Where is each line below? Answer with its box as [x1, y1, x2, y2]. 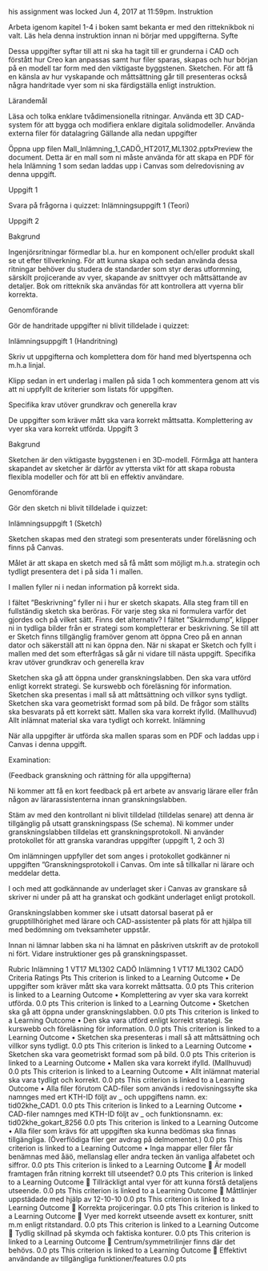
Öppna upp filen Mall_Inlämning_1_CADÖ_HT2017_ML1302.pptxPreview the [8, 144, 254, 153]
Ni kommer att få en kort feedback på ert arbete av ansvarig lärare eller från [8, 786, 258, 796]
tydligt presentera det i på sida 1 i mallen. [8, 567, 143, 576]
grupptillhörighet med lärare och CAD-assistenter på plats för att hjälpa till [8, 917, 252, 926]
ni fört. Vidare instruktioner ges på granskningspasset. [8, 949, 188, 958]
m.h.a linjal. [8, 361, 46, 369]
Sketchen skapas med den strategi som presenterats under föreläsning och [8, 535, 257, 543]
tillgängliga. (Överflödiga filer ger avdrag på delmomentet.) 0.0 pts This [8, 1135, 243, 1144]
